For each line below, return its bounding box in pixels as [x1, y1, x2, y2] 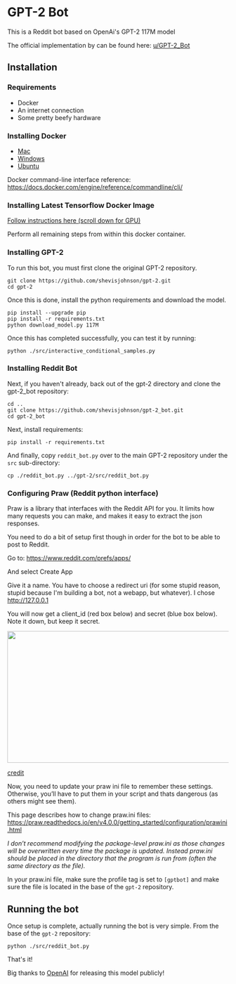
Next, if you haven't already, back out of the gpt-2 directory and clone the [7, 379, 221, 388]
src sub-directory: [7, 458, 60, 467]
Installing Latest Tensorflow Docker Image [7, 200, 155, 210]
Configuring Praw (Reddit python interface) [7, 488, 159, 498]
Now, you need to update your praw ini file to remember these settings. [7, 782, 214, 791]
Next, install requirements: [7, 425, 84, 433]
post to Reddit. [7, 540, 50, 549]
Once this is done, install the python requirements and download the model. [7, 296, 227, 304]
